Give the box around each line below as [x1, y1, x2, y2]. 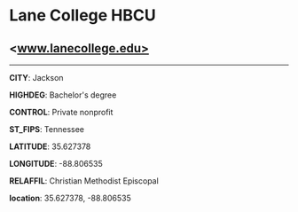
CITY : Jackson [9, 73, 64, 82]
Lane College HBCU [9, 5, 157, 26]
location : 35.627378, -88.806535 [9, 192, 131, 203]
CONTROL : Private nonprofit [9, 107, 114, 117]
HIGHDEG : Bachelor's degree [9, 90, 117, 100]
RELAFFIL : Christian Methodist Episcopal [9, 176, 160, 186]
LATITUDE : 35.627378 [9, 141, 91, 152]
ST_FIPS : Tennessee [9, 124, 85, 134]
